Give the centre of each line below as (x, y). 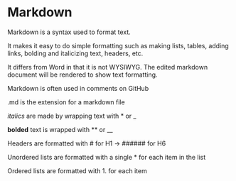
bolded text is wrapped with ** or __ (60, 129)
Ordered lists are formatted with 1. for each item (77, 170)
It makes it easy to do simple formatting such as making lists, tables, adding (118, 45)
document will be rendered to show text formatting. (82, 75)
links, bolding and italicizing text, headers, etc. (75, 53)
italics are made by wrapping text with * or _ (72, 116)
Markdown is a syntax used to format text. (69, 32)
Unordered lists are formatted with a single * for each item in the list (107, 157)
